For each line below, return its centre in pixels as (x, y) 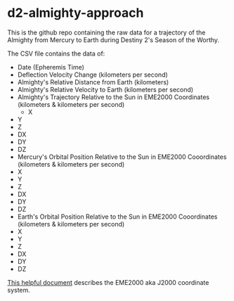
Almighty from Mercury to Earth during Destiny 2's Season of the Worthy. (113, 39)
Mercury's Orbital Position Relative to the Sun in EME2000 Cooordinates (122, 157)
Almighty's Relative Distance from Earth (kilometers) (93, 82)
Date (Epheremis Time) (51, 67)
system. (19, 290)
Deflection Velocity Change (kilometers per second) (93, 75)
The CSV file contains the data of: (56, 53)
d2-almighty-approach (76, 13)
